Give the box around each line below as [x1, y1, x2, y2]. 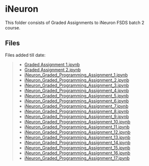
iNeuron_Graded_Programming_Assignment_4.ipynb [24, 87, 129, 94]
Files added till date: [5, 52, 45, 58]
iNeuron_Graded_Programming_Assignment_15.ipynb [24, 144, 130, 150]
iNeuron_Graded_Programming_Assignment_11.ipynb [24, 124, 130, 130]
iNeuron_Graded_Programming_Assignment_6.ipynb [24, 98, 129, 104]
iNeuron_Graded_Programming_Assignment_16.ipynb [24, 150, 130, 156]
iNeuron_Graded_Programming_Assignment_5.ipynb [24, 93, 129, 98]
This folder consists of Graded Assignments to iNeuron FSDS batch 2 [5, 20, 145, 25]
